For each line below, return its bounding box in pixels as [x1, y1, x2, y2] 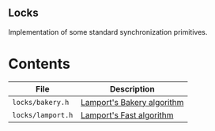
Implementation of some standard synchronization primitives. [8, 27, 208, 36]
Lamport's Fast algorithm [80, 110, 174, 121]
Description [109, 83, 156, 94]
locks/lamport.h [12, 110, 74, 119]
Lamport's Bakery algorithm [80, 96, 184, 107]
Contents [8, 55, 71, 73]
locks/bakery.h [12, 98, 70, 107]
